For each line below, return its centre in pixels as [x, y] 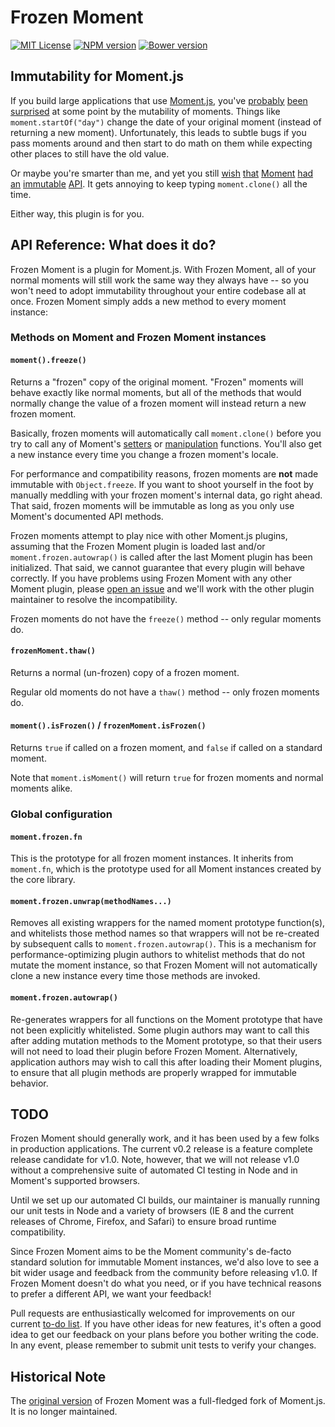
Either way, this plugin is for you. [77, 213]
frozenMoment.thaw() [53, 651]
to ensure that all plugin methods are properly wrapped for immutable [153, 1072]
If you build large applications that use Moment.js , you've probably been [159, 100]
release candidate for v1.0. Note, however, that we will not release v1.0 [155, 1160]
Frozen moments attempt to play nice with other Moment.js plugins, [149, 535]
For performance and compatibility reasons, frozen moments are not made [164, 473]
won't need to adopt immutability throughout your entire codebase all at [158, 290]
